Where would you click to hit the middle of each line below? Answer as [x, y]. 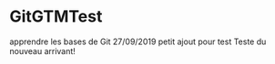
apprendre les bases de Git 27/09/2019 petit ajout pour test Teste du [138, 41]
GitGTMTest [56, 17]
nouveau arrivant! [42, 50]
